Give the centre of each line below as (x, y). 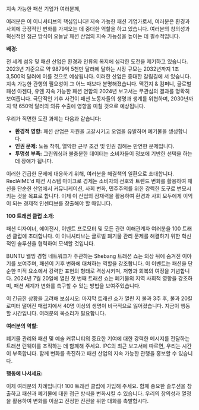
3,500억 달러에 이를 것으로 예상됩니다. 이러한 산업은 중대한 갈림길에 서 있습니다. (99, 76)
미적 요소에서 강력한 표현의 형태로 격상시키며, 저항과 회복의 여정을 (93, 271)
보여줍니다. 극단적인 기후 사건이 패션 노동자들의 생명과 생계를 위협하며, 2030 (95, 99)
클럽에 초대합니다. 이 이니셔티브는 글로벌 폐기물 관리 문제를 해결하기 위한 (96, 236)
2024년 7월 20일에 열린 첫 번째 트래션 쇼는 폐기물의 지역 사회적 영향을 (95, 278)
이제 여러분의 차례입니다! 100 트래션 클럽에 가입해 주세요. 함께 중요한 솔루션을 (96, 386)
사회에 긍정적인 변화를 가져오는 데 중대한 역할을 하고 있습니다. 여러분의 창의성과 (98, 29)
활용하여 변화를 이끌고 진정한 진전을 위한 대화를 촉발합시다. (80, 401)
